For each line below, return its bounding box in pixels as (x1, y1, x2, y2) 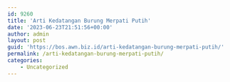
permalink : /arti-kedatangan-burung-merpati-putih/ (7, 51, 164, 58)
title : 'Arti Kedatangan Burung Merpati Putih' (7, 17, 152, 24)
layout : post (7, 37, 46, 44)
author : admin (7, 30, 50, 38)
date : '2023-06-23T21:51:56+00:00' (7, 24, 113, 31)
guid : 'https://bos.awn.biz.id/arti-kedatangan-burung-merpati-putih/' (7, 43, 224, 51)
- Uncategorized (20, 63, 69, 71)
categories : (7, 57, 43, 64)
